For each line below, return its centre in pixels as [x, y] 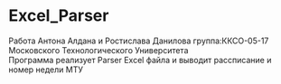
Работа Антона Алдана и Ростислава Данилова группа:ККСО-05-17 [139, 41]
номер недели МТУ [46, 70]
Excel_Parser [59, 16]
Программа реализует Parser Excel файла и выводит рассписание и [140, 60]
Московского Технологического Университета [98, 50]
